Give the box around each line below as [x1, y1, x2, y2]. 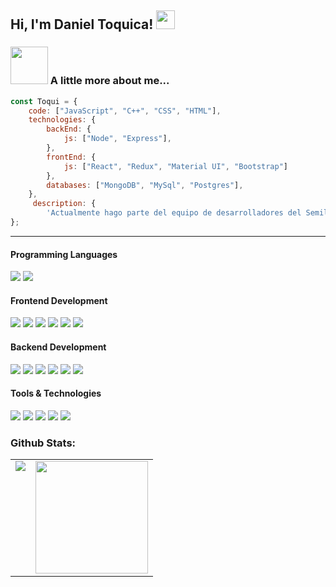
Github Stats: [10, 436, 77, 450]
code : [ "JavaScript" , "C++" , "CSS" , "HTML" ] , [28, 106, 222, 116]
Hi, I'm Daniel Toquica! [10, 16, 154, 33]
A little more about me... [49, 74, 170, 88]
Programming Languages [10, 248, 118, 260]
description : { [32, 199, 97, 209]
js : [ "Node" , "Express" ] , [63, 134, 172, 144]
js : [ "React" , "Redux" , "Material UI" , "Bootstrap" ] [63, 161, 289, 171]
